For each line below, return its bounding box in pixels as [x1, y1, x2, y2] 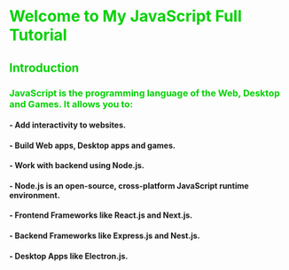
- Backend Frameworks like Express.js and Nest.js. [9, 230, 200, 241]
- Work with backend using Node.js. [9, 160, 144, 171]
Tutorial [9, 25, 68, 45]
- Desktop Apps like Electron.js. [9, 251, 129, 261]
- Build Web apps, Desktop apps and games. [9, 140, 176, 150]
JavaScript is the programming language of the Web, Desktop [9, 87, 281, 99]
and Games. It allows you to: [9, 97, 134, 110]
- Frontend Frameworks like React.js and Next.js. [9, 210, 193, 220]
